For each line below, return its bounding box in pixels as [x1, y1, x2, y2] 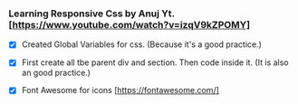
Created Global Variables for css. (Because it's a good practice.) [21, 39, 262, 50]
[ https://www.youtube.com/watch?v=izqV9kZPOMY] [8, 18, 251, 31]
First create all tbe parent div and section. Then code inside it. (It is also [21, 57, 289, 68]
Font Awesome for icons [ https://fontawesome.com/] [21, 85, 219, 96]
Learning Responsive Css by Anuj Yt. [8, 7, 175, 20]
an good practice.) [21, 67, 91, 79]
